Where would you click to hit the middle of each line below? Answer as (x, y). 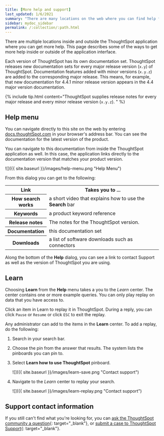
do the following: (22, 329)
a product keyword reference (82, 213)
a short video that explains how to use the (97, 198)
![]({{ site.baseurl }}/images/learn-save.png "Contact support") (75, 372)
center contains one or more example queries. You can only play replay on (80, 295)
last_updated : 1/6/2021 (29, 14)
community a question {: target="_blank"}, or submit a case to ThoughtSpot (81, 423)
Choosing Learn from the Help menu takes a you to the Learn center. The (79, 290)
